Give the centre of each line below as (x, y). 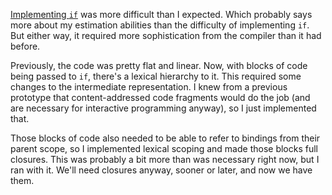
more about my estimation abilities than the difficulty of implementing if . (160, 25)
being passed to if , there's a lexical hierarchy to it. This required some (156, 76)
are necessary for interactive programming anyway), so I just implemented (163, 108)
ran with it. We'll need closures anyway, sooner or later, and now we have (161, 170)
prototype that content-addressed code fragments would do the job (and (160, 97)
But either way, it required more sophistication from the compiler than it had (166, 35)
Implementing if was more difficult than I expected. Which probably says (161, 14)
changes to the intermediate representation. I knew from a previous (149, 87)
